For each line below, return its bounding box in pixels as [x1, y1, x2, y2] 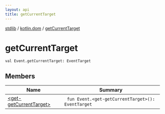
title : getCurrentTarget [5, 12, 56, 17]
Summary [99, 86, 123, 93]
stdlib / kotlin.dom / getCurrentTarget [5, 25, 80, 31]
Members [5, 72, 35, 80]
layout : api [5, 7, 29, 12]
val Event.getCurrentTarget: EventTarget [5, 58, 91, 64]
